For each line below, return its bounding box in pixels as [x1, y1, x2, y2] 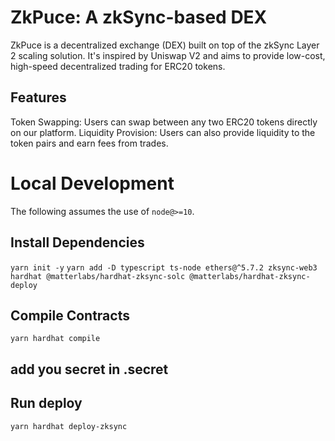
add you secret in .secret [10, 361, 169, 378]
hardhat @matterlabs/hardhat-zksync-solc [10, 271, 186, 281]
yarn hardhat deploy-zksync [10, 421, 128, 431]
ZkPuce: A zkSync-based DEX [10, 6, 268, 29]
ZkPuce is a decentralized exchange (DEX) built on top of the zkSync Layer [10, 39, 320, 51]
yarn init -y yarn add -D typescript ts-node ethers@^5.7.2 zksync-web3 [10, 262, 318, 273]
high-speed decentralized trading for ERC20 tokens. [10, 60, 226, 72]
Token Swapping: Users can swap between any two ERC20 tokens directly [10, 116, 318, 128]
